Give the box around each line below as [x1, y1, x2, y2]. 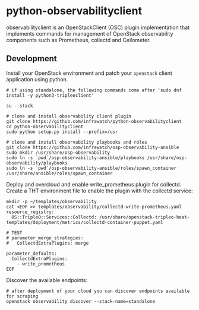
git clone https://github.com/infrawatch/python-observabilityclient [6, 118, 182, 124]
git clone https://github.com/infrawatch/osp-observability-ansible [6, 144, 179, 150]
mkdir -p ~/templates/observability [6, 198, 97, 204]
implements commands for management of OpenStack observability [6, 30, 173, 37]
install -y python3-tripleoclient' [6, 92, 94, 99]
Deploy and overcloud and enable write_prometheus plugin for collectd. [6, 181, 182, 188]
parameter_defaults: [6, 251, 58, 257]
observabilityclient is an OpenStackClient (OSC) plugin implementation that [6, 24, 190, 31]
